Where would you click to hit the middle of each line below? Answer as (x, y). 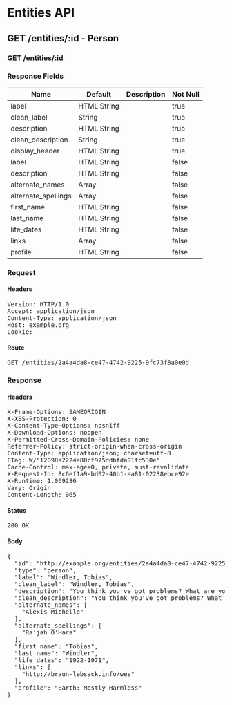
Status (17, 510)
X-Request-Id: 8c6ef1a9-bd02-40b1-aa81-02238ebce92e (98, 474)
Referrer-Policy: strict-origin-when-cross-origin (95, 446)
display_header (35, 151)
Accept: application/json (51, 311)
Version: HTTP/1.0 (38, 304)
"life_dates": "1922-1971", (62, 660)
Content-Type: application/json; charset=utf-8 (89, 453)
